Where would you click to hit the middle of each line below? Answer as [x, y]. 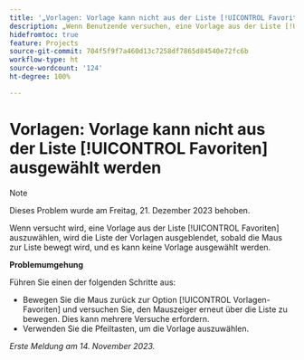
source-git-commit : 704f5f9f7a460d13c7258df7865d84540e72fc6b [129, 52]
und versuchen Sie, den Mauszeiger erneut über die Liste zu [175, 309]
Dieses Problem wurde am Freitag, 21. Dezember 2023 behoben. [130, 210]
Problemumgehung [47, 264]
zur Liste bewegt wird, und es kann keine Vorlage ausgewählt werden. [140, 247]
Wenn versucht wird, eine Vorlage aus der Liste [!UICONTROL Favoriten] [144, 228]
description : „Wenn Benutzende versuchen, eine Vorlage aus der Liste [145, 26]
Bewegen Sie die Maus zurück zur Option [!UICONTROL [127, 299]
